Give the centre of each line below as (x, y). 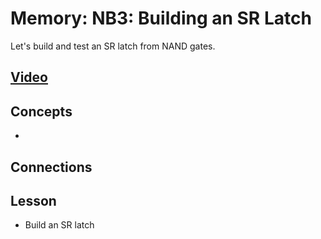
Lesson (33, 200)
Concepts (41, 111)
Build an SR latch (59, 225)
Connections (51, 167)
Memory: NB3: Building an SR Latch (161, 18)
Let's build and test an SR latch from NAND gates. (113, 46)
